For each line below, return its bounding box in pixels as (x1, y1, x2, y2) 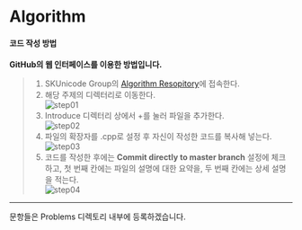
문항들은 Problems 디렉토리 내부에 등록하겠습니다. (9, 211, 186, 222)
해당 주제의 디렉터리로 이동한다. (44, 90, 155, 101)
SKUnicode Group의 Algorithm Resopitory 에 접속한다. (44, 78, 240, 89)
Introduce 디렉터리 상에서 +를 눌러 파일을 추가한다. (44, 111, 225, 121)
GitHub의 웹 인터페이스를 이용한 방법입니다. (9, 59, 163, 70)
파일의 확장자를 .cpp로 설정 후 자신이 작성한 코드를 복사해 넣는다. (44, 131, 272, 142)
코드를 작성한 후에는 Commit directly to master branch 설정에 (44, 152, 270, 163)
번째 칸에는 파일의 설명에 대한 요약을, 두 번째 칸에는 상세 (73, 164, 270, 174)
